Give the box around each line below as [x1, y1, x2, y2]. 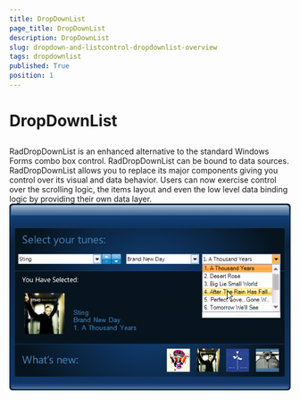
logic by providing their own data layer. [9, 193, 153, 205]
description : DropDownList [9, 33, 110, 42]
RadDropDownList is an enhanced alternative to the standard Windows [9, 146, 270, 157]
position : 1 [9, 72, 54, 81]
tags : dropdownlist [9, 52, 82, 62]
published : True [9, 62, 70, 71]
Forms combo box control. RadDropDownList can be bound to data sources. [9, 156, 289, 166]
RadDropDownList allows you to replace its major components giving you [9, 166, 279, 176]
